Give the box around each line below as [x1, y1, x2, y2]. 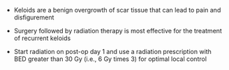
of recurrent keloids [13, 34, 71, 42]
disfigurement [13, 13, 54, 21]
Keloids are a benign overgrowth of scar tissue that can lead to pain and [13, 6, 221, 14]
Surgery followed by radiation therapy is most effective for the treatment [13, 27, 222, 35]
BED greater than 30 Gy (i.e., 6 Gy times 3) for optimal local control [13, 55, 207, 63]
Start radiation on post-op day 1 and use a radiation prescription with [13, 48, 212, 55]
